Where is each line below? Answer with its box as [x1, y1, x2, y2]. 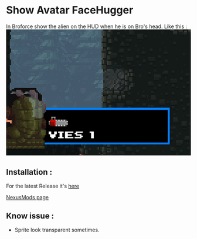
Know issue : [6, 211, 55, 221]
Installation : [6, 167, 53, 177]
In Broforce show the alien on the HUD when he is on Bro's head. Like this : [6, 23, 188, 30]
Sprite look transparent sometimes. [14, 226, 100, 233]
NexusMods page [6, 194, 49, 201]
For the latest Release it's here [6, 182, 80, 190]
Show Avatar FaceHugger [6, 4, 134, 17]
